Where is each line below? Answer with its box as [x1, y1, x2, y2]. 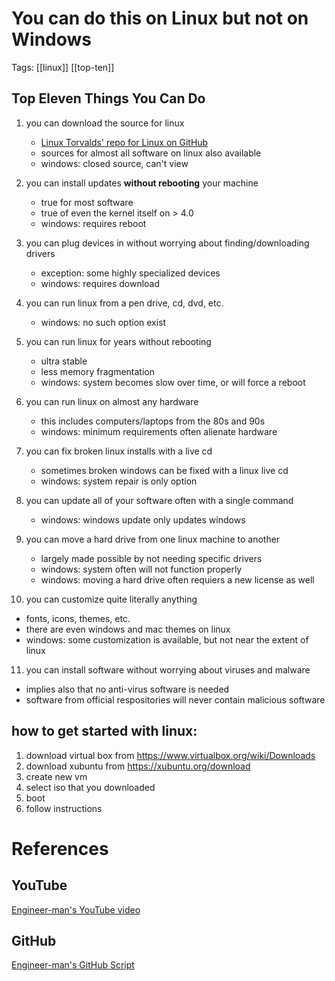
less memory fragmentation [40, 365, 155, 377]
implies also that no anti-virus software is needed [25, 683, 230, 695]
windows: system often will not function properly [40, 563, 243, 575]
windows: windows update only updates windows [40, 513, 246, 526]
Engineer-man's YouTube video [11, 903, 141, 916]
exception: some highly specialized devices [40, 267, 221, 279]
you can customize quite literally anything [25, 593, 198, 605]
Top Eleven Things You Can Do [11, 90, 206, 107]
